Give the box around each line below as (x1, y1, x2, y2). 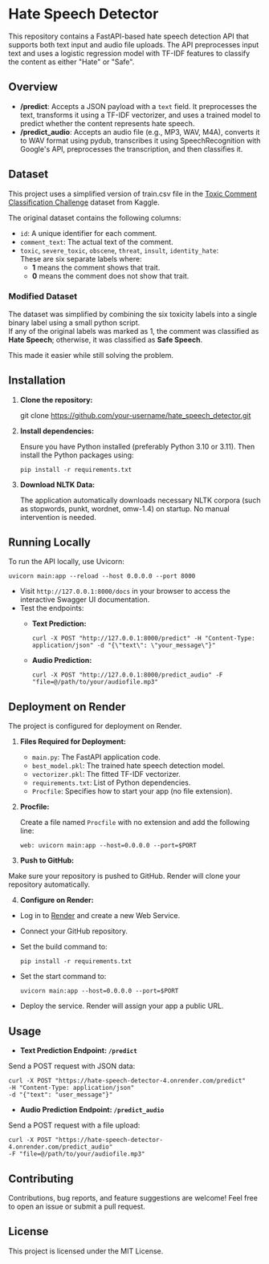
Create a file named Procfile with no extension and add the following (19, 818, 251, 827)
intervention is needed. (19, 512, 96, 522)
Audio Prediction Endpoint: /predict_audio (19, 1105, 165, 1115)
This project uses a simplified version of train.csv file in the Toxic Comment (8, 189, 258, 198)
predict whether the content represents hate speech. (19, 118, 195, 128)
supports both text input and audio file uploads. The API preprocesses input (8, 39, 259, 49)
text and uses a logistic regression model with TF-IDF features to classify (8, 48, 251, 58)
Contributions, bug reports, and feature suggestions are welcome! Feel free (8, 1193, 259, 1202)
